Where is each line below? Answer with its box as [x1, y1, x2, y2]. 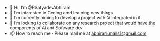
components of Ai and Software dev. [9, 25, 84, 31]
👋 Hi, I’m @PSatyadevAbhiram [9, 5, 71, 10]
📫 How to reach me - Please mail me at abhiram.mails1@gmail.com [9, 30, 147, 36]
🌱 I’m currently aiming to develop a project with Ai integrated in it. [9, 15, 142, 20]
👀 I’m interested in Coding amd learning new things [9, 10, 113, 15]
